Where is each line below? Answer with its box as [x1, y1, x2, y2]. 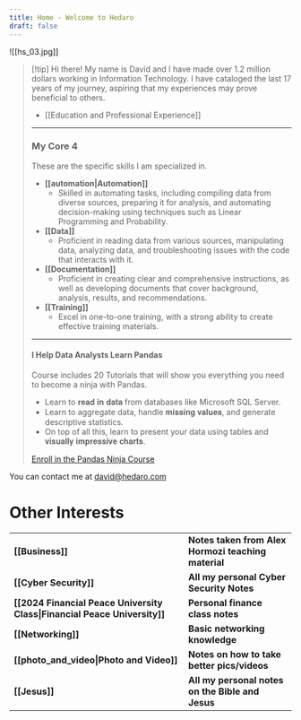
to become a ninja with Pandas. [30, 379, 148, 390]
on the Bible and [187, 685, 260, 698]
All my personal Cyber [187, 570, 287, 583]
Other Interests [9, 503, 125, 523]
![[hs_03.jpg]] [9, 46, 59, 56]
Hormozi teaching [187, 544, 267, 557]
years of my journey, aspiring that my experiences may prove [30, 82, 258, 93]
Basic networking [187, 622, 265, 635]
